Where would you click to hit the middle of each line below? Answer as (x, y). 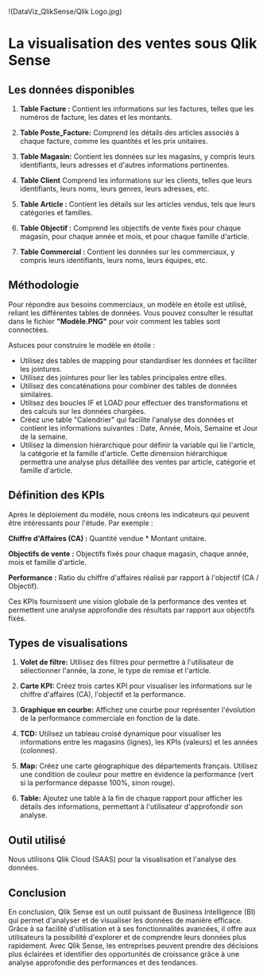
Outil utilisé (37, 840)
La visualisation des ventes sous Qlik (133, 44)
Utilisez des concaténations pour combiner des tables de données (128, 385)
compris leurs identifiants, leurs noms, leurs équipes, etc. (114, 260)
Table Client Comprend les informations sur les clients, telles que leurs (136, 180)
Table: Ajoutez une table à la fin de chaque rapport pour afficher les (131, 799)
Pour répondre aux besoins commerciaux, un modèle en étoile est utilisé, (128, 304)
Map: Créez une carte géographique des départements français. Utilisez (139, 766)
